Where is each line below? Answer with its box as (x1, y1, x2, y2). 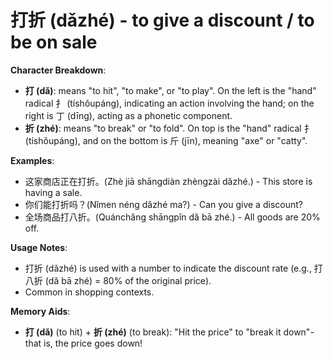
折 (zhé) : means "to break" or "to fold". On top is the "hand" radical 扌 (24, 122, 313, 134)
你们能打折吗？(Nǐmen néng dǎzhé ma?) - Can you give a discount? (24, 198, 303, 210)
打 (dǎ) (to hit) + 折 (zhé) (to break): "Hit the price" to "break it (24, 326, 282, 338)
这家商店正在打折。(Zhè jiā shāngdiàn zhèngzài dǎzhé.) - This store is (24, 175, 313, 187)
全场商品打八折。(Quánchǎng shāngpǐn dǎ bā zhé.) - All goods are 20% (24, 211, 321, 223)
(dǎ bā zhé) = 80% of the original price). (44, 274, 212, 286)
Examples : (10, 154, 55, 166)
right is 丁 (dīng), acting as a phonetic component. (24, 109, 233, 121)
